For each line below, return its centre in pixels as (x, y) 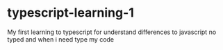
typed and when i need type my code (61, 39)
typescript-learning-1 (71, 13)
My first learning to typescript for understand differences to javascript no (112, 32)
